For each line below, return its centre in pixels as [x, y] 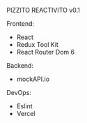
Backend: [20, 65]
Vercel [26, 114]
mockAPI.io [33, 79]
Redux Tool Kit [37, 44]
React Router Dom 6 [45, 52]
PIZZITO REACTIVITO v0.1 [43, 10]
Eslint [24, 106]
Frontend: [21, 23]
